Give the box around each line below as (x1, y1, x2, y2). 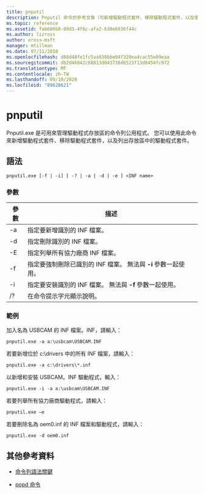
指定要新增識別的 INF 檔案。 (27, 226, 108, 234)
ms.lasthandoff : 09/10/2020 (6, 76, 78, 83)
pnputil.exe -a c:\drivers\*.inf (6, 362, 91, 368)
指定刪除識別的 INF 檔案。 (27, 237, 102, 246)
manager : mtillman (6, 43, 53, 49)
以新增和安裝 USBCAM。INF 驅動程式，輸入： (6, 374, 121, 381)
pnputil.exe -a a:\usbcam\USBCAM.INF (6, 339, 102, 345)
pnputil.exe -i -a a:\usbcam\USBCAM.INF (6, 386, 110, 392)
